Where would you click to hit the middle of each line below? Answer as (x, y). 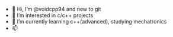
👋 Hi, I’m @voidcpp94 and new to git (56, 9)
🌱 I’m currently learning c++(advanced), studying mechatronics (89, 21)
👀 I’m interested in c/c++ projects (52, 15)
